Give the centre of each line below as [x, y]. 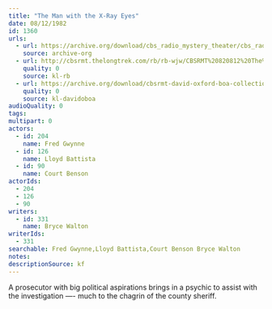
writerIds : [27, 234]
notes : [19, 256]
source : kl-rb [47, 76]
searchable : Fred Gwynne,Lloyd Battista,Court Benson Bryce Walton [125, 249]
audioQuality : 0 [36, 106]
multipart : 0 [30, 121]
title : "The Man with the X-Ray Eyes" [74, 16]
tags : [17, 114]
